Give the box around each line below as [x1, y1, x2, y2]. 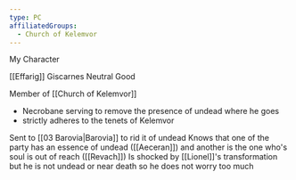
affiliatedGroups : [9, 21, 78, 30]
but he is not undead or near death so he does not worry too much [9, 161, 254, 172]
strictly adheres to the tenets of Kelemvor [21, 115, 175, 126]
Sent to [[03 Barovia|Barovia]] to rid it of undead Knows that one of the [9, 133, 270, 143]
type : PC [9, 12, 42, 22]
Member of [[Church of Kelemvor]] [9, 88, 137, 99]
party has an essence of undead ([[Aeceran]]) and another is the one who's [9, 142, 288, 152]
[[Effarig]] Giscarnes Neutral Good [9, 71, 136, 82]
